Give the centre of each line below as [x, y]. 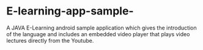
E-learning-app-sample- [70, 11]
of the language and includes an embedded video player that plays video [98, 34]
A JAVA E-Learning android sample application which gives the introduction [102, 28]
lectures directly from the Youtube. [50, 40]
